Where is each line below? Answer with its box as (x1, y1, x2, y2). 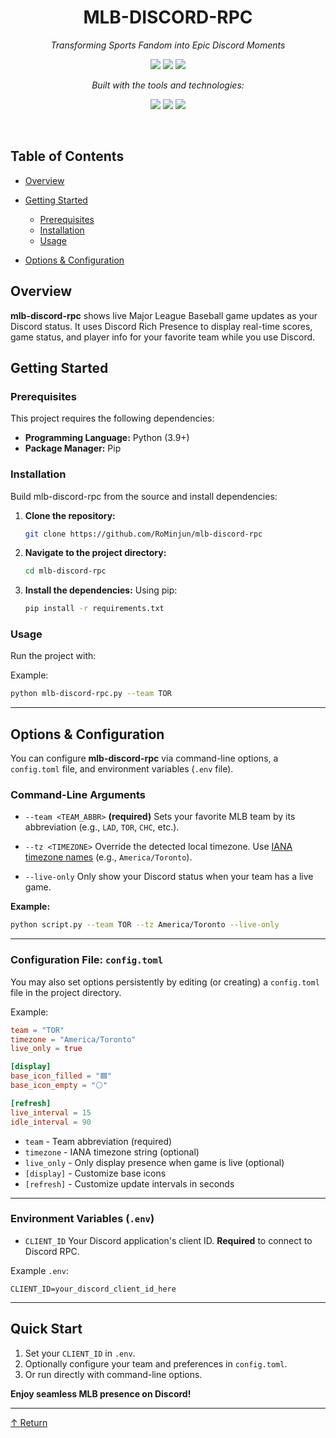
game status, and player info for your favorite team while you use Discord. (10, 331, 316, 343)
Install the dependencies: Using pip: (24, 584, 178, 596)
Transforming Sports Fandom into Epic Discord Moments (50, 39, 286, 51)
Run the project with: (10, 650, 97, 662)
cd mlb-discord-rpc (24, 566, 107, 576)
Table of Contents (10, 148, 125, 165)
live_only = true (10, 1044, 83, 1054)
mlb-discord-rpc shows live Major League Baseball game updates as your (10, 309, 318, 321)
